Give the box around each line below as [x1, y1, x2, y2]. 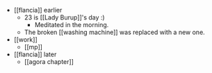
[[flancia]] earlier [13, 6, 63, 14]
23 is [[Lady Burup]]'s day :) [24, 13, 106, 22]
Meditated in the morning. [34, 21, 109, 29]
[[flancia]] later [13, 50, 57, 58]
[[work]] [13, 35, 38, 44]
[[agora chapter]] [24, 58, 74, 65]
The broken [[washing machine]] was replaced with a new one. [24, 28, 205, 36]
